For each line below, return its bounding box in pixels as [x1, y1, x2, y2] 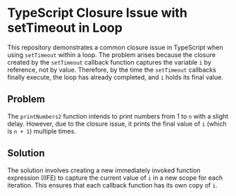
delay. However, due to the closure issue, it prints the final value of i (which [7, 119, 227, 128]
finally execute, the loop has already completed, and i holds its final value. [7, 72, 223, 81]
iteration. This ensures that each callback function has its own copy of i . [7, 181, 218, 189]
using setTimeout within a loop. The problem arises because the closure [7, 51, 216, 59]
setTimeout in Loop [7, 20, 123, 36]
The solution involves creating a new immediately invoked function [7, 166, 201, 174]
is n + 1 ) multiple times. [7, 126, 76, 135]
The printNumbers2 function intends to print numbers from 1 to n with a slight [7, 112, 229, 120]
